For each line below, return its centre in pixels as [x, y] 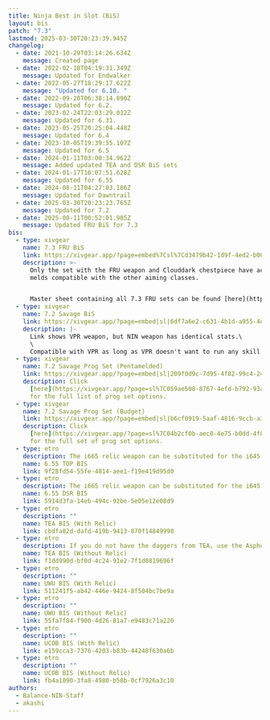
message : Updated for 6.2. [68, 105]
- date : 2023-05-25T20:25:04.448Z [73, 128]
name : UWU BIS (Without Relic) [75, 613]
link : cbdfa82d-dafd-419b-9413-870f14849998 [98, 531]
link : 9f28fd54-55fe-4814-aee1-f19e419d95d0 [98, 471]
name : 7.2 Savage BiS [59, 315]
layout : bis [28, 23]
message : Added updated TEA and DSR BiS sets [100, 166]
